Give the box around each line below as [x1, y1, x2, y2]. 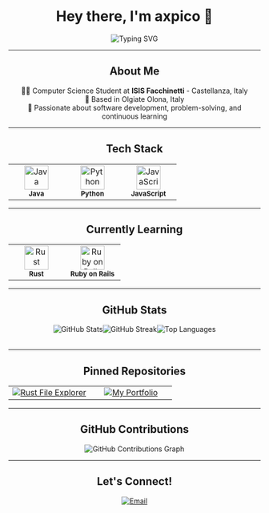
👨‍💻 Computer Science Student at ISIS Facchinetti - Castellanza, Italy [21, 86, 248, 95]
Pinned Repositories [82, 364, 187, 378]
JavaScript [130, 188, 167, 198]
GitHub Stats [102, 303, 167, 317]
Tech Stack [106, 142, 163, 156]
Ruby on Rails [70, 269, 114, 279]
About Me [109, 64, 160, 79]
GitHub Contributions [79, 422, 190, 436]
